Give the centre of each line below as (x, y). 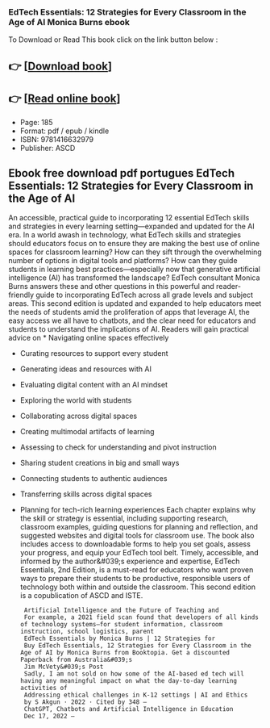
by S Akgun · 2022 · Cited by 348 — (85, 702)
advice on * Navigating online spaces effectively (89, 338)
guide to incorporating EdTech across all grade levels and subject (145, 295)
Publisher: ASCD (48, 148)
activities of (44, 688)
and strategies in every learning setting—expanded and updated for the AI (132, 226)
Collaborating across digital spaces (79, 416)
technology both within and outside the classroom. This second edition (138, 587)
